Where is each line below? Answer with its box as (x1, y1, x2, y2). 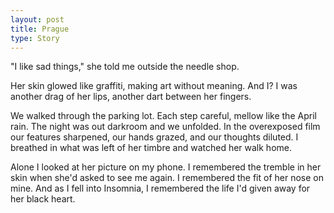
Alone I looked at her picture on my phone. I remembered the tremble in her (10, 161, 322, 173)
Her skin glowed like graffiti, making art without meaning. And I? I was (10, 80, 298, 92)
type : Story (10, 33, 60, 43)
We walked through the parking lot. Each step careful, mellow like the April (10, 110, 317, 122)
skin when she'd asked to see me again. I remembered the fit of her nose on (10, 172, 324, 184)
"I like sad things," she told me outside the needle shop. (10, 61, 240, 73)
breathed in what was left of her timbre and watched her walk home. (10, 142, 293, 154)
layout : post (10, 14, 65, 25)
